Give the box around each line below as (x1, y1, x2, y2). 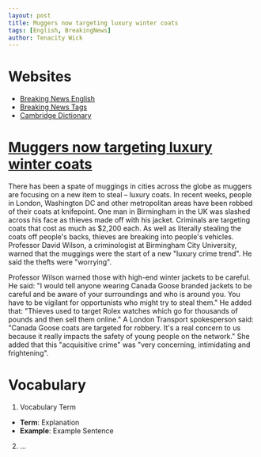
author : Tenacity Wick (8, 33, 83, 42)
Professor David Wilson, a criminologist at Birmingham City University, (8, 241, 237, 250)
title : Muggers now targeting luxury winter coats (8, 19, 179, 27)
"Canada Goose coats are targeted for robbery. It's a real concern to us (8, 323, 241, 333)
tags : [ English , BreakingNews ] (8, 26, 112, 34)
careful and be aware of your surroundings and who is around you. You (8, 290, 241, 299)
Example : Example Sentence (19, 426, 114, 436)
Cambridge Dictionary (19, 111, 93, 120)
